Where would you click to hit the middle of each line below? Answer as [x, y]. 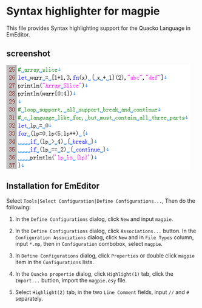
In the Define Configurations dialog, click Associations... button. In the [106, 231]
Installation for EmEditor [53, 186]
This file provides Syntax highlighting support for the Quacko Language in [99, 28]
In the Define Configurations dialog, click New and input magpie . [94, 219]
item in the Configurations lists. [54, 262]
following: [19, 207]
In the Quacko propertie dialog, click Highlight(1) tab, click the [94, 274]
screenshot [28, 54]
